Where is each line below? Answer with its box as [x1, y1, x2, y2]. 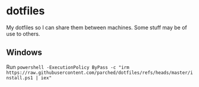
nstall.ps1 [6, 74, 33, 81]
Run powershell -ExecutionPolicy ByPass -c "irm [6, 63, 130, 70]
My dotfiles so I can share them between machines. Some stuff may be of [6, 24, 188, 31]
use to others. [6, 30, 41, 37]
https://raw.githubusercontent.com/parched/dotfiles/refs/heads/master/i [6, 70, 194, 76]
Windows [6, 48, 42, 58]
